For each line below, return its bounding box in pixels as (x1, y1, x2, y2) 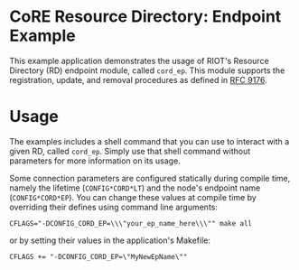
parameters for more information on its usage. (9, 155, 181, 166)
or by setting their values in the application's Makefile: (9, 235, 210, 246)
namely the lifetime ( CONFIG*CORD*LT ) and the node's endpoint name (9, 182, 261, 193)
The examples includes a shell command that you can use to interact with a (9, 135, 290, 146)
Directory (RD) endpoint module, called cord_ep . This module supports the (9, 65, 285, 76)
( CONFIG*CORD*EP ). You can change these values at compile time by (9, 191, 257, 202)
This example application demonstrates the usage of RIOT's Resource (9, 55, 269, 66)
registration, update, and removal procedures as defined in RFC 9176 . (9, 74, 268, 85)
